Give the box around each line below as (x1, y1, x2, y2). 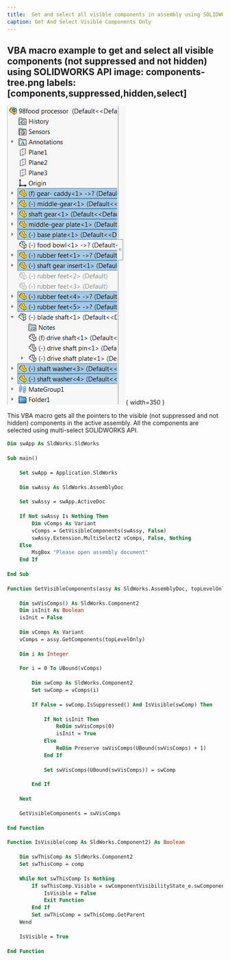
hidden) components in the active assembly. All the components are (7, 419, 199, 427)
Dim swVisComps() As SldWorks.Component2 (19, 600, 139, 607)
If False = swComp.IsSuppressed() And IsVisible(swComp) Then (31, 701, 213, 708)
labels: (47, 76, 77, 89)
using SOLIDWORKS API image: (7, 66, 144, 78)
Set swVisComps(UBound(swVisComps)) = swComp (43, 766, 176, 773)
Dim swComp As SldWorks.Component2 (31, 680, 133, 686)
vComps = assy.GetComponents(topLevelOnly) (19, 636, 146, 643)
